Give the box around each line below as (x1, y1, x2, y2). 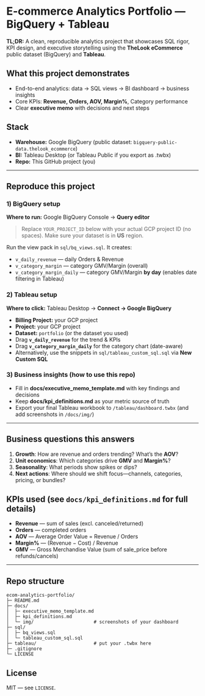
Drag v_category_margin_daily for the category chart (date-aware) (15, 342, 183, 350)
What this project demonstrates (6, 69, 130, 79)
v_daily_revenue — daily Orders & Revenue (15, 255, 124, 263)
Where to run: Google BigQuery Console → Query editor (6, 213, 150, 221)
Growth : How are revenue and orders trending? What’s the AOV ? (15, 450, 179, 458)
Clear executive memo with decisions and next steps (15, 104, 149, 112)
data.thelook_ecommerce (15, 146, 76, 152)
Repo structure (6, 576, 65, 586)
